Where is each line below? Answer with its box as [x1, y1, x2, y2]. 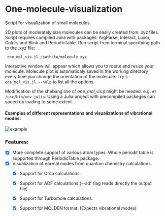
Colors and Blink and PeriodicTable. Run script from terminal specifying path [5, 39, 160, 45]
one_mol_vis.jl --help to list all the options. [5, 79, 95, 85]
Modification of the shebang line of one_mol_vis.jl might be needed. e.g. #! [5, 88, 157, 94]
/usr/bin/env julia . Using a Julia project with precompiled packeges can [5, 93, 155, 99]
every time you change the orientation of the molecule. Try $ [5, 73, 128, 79]
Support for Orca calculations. [19, 170, 81, 176]
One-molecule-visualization [5, 3, 123, 15]
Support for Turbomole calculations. [19, 195, 93, 201]
